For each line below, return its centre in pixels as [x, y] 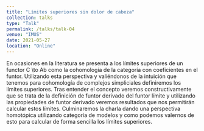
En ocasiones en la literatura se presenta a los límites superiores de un [95, 63]
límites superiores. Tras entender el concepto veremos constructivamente [99, 89]
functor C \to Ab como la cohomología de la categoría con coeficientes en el [102, 69]
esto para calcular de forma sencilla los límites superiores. [79, 121]
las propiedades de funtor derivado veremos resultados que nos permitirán [100, 102]
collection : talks [30, 18]
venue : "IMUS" [24, 35]
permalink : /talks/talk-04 [40, 29]
